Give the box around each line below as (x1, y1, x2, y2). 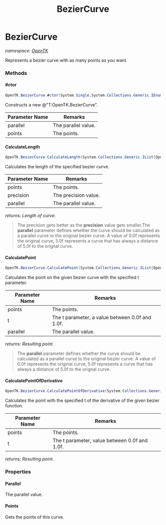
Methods (5, 69, 27, 76)
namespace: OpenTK (5, 48, 48, 53)
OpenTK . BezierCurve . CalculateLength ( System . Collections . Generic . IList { (5, 155, 156, 160)
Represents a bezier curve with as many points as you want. (5, 57, 127, 63)
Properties (5, 469, 31, 476)
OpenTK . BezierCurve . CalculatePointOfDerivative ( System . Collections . (5, 388, 149, 394)
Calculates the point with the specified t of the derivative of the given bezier (5, 397, 160, 404)
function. (5, 403, 24, 409)
